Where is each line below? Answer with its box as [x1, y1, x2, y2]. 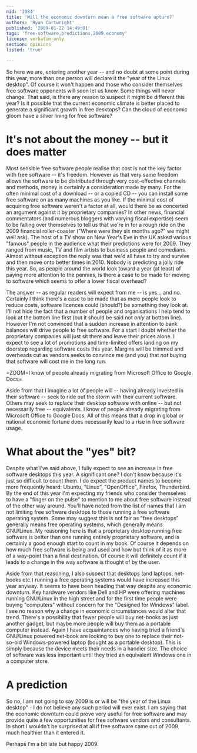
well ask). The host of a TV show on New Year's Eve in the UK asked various [6, 233, 192, 240]
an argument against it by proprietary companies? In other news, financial [6, 209, 185, 216]
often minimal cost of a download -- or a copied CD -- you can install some [6, 190, 188, 197]
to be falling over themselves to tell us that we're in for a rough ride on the [6, 221, 185, 228]
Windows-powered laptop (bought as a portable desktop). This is [23, 639, 181, 646]
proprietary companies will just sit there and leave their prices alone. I [6, 332, 175, 339]
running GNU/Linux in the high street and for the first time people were [6, 595, 178, 602]
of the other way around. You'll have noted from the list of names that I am [6, 502, 186, 509]
